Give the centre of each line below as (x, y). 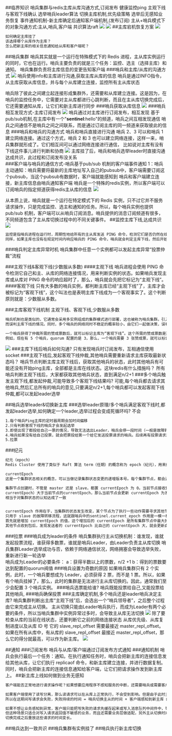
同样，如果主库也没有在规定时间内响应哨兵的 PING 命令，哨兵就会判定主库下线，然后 (83, 239)
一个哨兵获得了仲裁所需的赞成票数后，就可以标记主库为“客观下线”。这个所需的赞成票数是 (86, 334)
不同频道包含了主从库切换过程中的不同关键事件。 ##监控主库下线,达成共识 (83, 219)
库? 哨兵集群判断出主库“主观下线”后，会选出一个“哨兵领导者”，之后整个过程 (85, 600)
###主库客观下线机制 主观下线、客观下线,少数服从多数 (62, 310)
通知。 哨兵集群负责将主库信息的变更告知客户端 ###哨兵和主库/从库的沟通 (83, 69)
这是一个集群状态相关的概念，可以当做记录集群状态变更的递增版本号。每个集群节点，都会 (85, 479)
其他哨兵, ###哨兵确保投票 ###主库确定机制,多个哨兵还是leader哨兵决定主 (84, 594)
